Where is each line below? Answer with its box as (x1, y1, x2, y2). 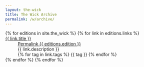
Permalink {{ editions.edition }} (17, 41, 81, 47)
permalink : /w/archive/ (5, 16, 55, 21)
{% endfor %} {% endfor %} (5, 57, 63, 63)
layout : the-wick (5, 7, 41, 12)
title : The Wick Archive (5, 12, 57, 17)
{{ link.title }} (5, 35, 31, 41)
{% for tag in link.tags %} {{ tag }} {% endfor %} (17, 51, 117, 57)
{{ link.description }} (17, 46, 59, 52)
